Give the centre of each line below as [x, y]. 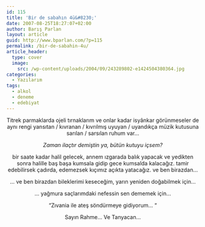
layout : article [27, 35]
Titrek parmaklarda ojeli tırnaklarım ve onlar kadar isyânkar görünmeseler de [103, 120]
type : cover [27, 57]
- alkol [22, 92]
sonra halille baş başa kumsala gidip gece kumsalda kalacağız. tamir [103, 163]
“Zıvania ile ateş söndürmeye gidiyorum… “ [103, 205]
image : [20, 63]
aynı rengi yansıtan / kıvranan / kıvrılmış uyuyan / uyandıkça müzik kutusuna [103, 126]
